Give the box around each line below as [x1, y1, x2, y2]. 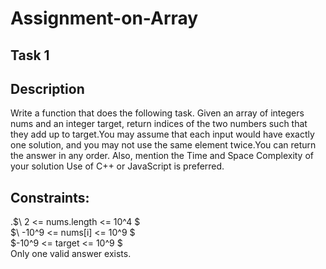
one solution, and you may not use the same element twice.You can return [10, 139, 317, 151]
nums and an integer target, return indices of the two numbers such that [10, 118, 308, 130]
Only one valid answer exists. [10, 248, 132, 260]
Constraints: [10, 189, 90, 206]
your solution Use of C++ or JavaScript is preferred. [10, 160, 225, 172]
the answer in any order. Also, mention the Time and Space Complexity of [10, 150, 315, 162]
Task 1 [10, 47, 50, 64]
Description [10, 80, 85, 97]
